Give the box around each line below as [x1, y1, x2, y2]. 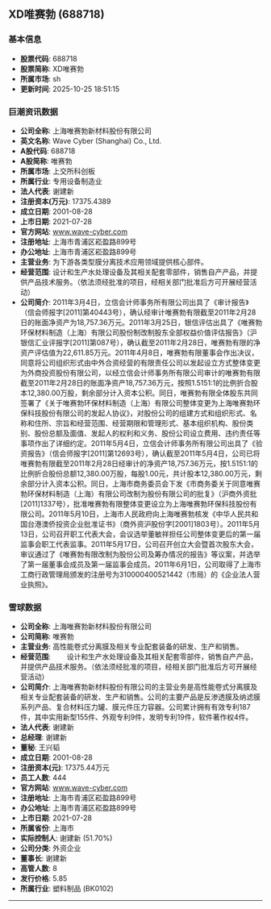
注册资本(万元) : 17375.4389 [19, 196, 111, 206]
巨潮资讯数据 [8, 106, 59, 117]
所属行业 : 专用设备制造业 [19, 176, 102, 186]
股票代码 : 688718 [19, 53, 78, 63]
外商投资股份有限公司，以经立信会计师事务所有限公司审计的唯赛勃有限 [27, 368, 261, 377]
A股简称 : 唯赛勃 [19, 156, 73, 165]
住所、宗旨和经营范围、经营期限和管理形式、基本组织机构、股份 [34, 418, 247, 427]
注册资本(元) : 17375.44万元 [19, 763, 110, 773]
